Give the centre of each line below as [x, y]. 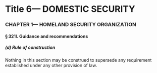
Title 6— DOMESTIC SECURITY [70, 9]
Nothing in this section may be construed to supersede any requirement [78, 60]
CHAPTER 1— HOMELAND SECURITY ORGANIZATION [71, 25]
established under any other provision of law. [51, 65]
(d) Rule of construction [30, 47]
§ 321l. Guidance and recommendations [47, 36]
